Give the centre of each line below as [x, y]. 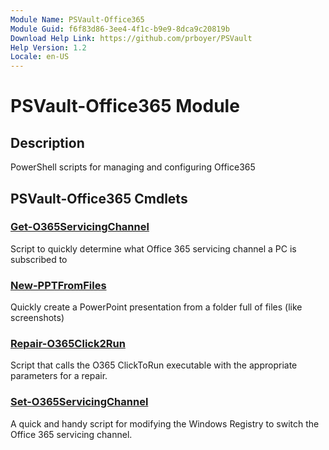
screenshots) [37, 318]
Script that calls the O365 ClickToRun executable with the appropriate [154, 365]
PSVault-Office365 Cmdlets [99, 198]
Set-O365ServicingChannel [79, 402]
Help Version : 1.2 [48, 47]
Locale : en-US [40, 57]
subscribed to [39, 259]
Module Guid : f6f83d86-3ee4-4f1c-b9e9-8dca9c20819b [120, 29]
